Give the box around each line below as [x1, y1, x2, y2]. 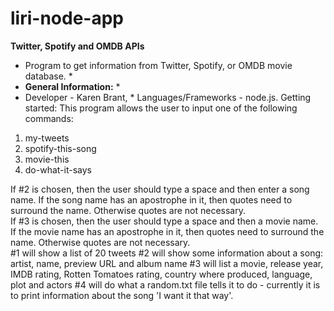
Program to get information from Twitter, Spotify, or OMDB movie [24, 59, 293, 71]
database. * [24, 70, 73, 82]
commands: [24, 112, 74, 124]
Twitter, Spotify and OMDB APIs [10, 40, 145, 52]
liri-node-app [10, 7, 124, 30]
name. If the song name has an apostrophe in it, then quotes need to [10, 193, 293, 206]
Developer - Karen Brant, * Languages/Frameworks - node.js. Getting [24, 91, 312, 103]
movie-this [24, 153, 70, 165]
